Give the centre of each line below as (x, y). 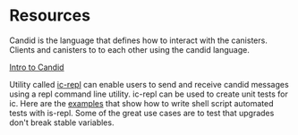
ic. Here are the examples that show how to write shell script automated (142, 103)
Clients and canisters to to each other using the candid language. (130, 49)
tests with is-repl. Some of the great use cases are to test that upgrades (142, 113)
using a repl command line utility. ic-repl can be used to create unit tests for (149, 94)
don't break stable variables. (62, 122)
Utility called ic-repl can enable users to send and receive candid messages (149, 84)
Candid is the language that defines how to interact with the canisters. (139, 40)
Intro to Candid (37, 67)
